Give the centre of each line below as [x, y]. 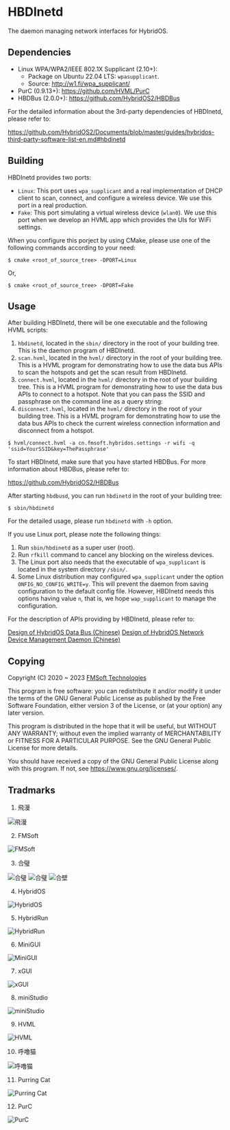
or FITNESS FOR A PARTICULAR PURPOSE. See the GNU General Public [110, 741]
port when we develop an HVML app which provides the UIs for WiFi [114, 219]
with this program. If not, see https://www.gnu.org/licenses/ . [93, 769]
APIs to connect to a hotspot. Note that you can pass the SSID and [111, 394]
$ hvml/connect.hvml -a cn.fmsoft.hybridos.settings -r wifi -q [101, 443]
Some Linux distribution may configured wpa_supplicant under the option [120, 577]
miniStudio [33, 997]
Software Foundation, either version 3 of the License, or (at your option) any [115, 706]
